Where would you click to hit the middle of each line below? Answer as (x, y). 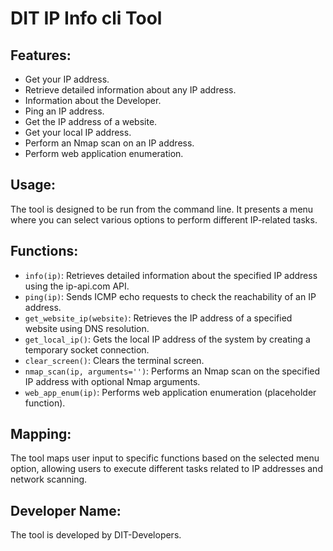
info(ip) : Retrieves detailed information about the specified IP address (171, 275)
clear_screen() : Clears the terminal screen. (114, 360)
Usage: (33, 185)
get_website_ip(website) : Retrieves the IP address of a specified (158, 318)
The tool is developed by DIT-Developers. (96, 535)
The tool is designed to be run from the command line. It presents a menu (162, 209)
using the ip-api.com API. (77, 286)
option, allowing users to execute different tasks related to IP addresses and (166, 469)
